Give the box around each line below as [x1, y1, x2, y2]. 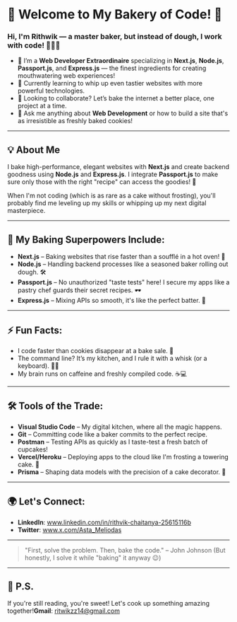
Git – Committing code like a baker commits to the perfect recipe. [17, 430, 208, 438]
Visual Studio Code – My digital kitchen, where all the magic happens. [17, 422, 222, 431]
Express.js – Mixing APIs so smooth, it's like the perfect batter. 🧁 [17, 296, 207, 305]
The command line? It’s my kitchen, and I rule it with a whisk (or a [17, 354, 207, 362]
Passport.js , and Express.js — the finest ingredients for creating [17, 64, 207, 73]
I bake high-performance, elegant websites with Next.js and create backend [7, 163, 230, 171]
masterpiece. [7, 207, 46, 215]
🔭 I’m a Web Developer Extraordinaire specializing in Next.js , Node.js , [17, 57, 224, 65]
